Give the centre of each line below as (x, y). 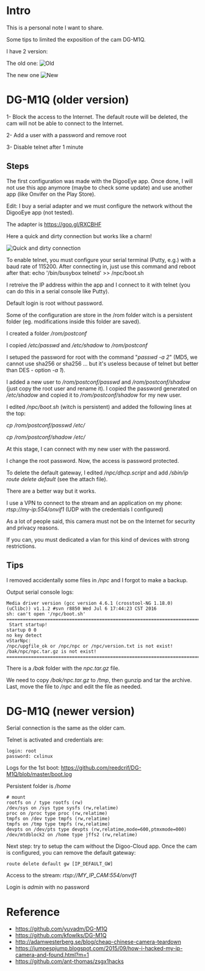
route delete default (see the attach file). (57, 479)
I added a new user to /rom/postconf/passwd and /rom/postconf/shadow (98, 382)
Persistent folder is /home (39, 786)
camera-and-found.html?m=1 (52, 955)
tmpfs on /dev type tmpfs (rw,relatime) (59, 819)
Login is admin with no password (48, 887)
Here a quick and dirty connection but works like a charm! (79, 236)
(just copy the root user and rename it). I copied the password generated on (102, 388)
